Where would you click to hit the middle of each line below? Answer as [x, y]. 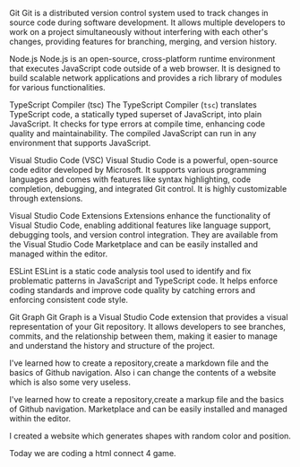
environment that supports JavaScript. [80, 143]
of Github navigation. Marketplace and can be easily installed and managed [149, 409]
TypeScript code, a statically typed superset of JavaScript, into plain [136, 114]
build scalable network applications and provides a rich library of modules [146, 78]
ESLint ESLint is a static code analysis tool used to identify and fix [130, 271]
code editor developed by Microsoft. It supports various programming [138, 170]
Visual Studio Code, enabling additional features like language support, [140, 225]
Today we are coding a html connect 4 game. [93, 453]
